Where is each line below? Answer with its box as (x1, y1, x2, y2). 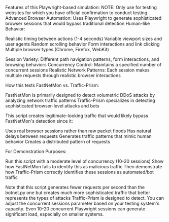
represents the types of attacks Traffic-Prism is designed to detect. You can (5, 195, 164, 201)
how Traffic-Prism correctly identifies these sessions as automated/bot (5, 169, 154, 175)
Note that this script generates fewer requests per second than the (5, 184, 145, 190)
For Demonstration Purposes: (5, 149, 67, 154)
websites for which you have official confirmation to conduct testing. (5, 10, 149, 16)
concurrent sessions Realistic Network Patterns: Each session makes (5, 67, 150, 73)
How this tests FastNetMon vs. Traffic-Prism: (5, 82, 99, 88)
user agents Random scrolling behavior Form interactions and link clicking (5, 41, 160, 47)
